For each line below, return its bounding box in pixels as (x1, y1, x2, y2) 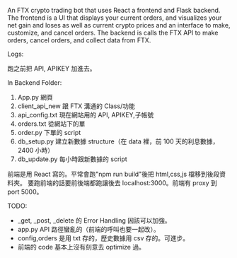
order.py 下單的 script (17, 129, 81, 136)
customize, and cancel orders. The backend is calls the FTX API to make (7, 28, 219, 37)
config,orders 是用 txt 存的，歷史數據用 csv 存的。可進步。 (17, 234, 190, 242)
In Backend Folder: (7, 78, 62, 87)
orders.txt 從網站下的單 (17, 119, 86, 128)
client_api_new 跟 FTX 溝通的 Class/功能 (17, 102, 136, 110)
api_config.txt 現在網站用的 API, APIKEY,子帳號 (17, 111, 154, 119)
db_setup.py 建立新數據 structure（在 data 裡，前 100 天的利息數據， (17, 137, 219, 146)
